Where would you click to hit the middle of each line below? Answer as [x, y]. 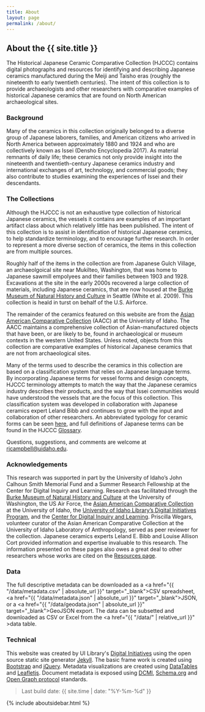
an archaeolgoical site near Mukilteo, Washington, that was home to [92, 269]
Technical [21, 640]
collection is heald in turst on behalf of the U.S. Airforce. [77, 302]
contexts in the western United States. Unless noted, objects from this [95, 340]
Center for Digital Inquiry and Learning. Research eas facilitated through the [102, 491]
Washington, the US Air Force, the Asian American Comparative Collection [100, 504]
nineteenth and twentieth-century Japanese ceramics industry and [91, 163]
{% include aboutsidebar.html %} [48, 703]
